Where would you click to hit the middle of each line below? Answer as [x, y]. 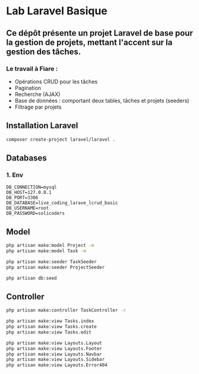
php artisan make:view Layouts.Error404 [57, 365]
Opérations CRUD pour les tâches [56, 81]
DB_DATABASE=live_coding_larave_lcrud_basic [62, 203]
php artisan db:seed [32, 278]
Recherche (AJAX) [37, 94]
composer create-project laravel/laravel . [61, 139]
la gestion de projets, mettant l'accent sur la [89, 42]
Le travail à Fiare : [32, 69]
